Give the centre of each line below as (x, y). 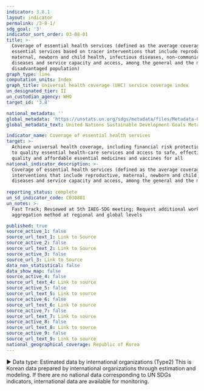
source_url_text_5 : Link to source (51, 294)
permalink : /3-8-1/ (31, 23)
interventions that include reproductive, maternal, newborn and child (104, 175)
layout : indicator (29, 18)
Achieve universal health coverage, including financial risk (92, 147)
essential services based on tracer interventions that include (95, 52)
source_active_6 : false (36, 299)
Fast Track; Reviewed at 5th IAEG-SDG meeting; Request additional (99, 209)
